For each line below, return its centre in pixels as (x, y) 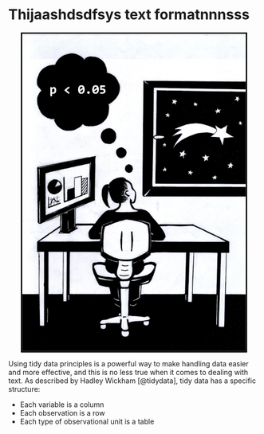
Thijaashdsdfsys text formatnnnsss (129, 15)
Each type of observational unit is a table (87, 422)
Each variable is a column (62, 405)
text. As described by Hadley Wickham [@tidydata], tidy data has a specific (132, 381)
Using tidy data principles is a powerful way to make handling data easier (128, 364)
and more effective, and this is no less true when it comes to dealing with (128, 373)
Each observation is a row (62, 413)
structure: (24, 389)
